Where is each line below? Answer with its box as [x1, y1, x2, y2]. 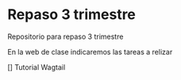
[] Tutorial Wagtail [7, 62, 66, 72]
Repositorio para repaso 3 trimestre [7, 32, 124, 41]
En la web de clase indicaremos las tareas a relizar [7, 47, 173, 56]
